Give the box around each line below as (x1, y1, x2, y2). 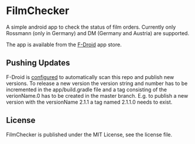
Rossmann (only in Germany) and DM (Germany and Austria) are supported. (6, 29, 189, 36)
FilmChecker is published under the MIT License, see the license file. (6, 131, 173, 138)
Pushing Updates (6, 58, 70, 68)
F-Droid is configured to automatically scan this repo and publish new (6, 73, 175, 80)
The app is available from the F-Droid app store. (6, 41, 122, 48)
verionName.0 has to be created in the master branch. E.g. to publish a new (6, 92, 189, 99)
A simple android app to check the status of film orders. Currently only (6, 23, 176, 30)
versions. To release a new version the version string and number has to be (6, 80, 188, 87)
